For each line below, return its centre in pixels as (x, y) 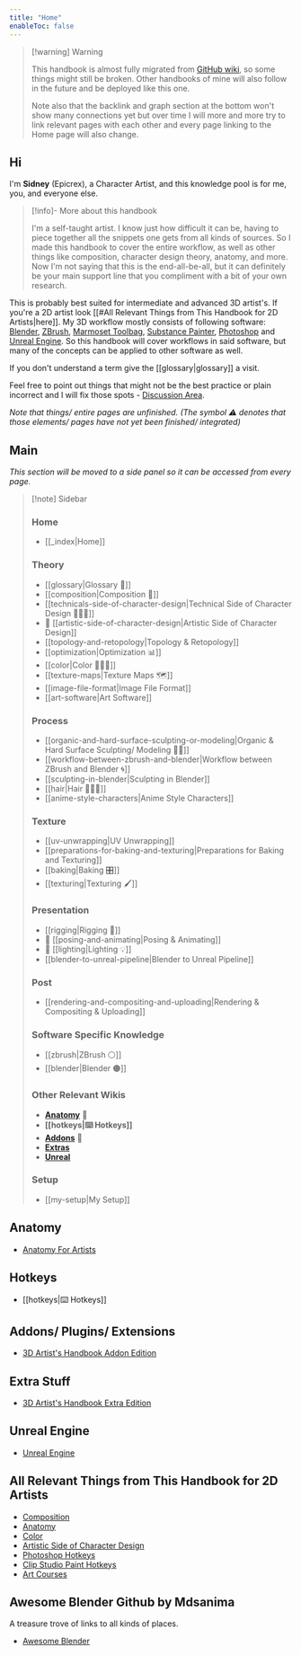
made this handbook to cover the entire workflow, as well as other (153, 247)
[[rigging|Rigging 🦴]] (83, 930)
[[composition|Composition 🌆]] (102, 594)
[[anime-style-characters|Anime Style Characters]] (139, 798)
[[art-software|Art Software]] (98, 697)
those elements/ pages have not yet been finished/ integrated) (125, 422)
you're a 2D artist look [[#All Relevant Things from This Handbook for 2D (144, 313)
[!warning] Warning (67, 51)
